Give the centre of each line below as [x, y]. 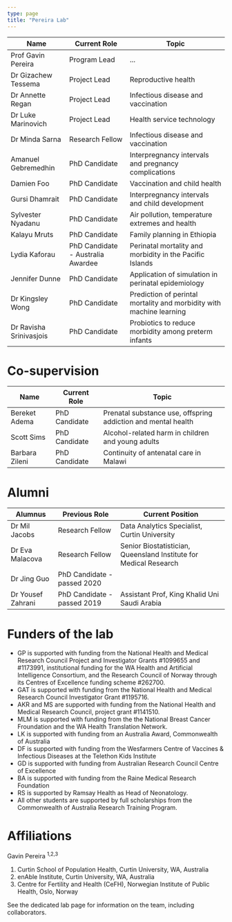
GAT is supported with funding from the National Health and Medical [114, 690]
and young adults [132, 442]
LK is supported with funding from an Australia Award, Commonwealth [117, 734]
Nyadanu [25, 223]
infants [141, 340]
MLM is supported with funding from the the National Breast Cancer [114, 719]
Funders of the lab [60, 634]
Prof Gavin [28, 55]
